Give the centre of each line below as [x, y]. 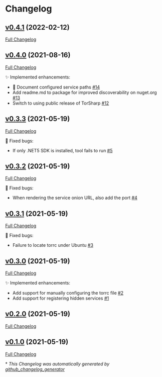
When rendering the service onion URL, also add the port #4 [75, 198]
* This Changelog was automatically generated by [57, 364]
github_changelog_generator [35, 369]
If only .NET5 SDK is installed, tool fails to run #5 [62, 150]
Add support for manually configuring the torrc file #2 [68, 293]
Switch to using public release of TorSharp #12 [61, 103]
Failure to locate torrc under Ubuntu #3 [53, 245]
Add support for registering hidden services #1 [61, 298]
